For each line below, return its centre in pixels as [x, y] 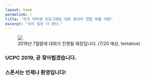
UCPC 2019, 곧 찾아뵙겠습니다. [41, 58]
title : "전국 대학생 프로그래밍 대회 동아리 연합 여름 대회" [59, 19]
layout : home [19, 10]
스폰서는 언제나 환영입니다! [35, 72]
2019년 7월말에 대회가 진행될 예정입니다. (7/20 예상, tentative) [79, 43]
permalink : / [19, 14]
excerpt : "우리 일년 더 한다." [34, 24]
